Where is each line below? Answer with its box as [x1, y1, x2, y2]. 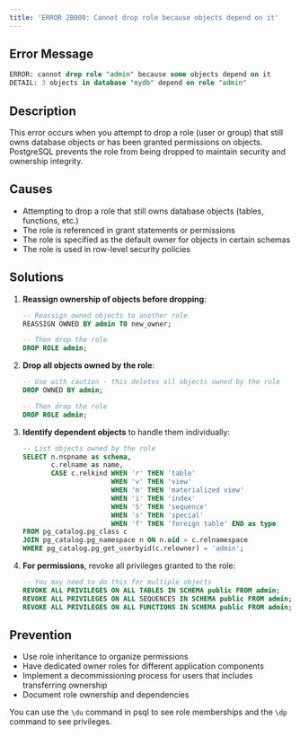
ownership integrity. [9, 156, 84, 166]
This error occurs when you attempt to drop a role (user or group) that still [9, 127, 284, 137]
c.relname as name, [50, 460, 124, 469]
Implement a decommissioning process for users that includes [22, 670, 253, 681]
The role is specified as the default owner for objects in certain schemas [22, 234, 291, 245]
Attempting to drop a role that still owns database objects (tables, [22, 206, 264, 216]
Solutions [9, 270, 65, 285]
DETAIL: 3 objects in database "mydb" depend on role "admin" [9, 78, 247, 88]
